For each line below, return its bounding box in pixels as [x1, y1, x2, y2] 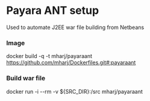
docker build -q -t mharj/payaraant [6, 53, 92, 60]
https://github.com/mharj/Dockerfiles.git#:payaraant [6, 59, 136, 67]
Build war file [6, 74, 46, 82]
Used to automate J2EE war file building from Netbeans [6, 24, 145, 31]
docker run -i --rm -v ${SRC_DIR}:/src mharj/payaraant [6, 88, 143, 95]
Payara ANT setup [6, 4, 99, 18]
